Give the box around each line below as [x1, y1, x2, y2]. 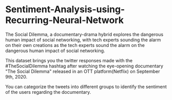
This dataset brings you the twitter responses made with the [5, 57, 132, 63]
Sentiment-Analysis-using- [5, 4, 125, 15]
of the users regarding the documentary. [5, 89, 91, 95]
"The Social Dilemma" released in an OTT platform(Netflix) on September [5, 68, 160, 74]
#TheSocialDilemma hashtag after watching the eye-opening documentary [5, 63, 163, 69]
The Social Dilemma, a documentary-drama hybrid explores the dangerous [5, 31, 163, 37]
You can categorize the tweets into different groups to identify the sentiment [5, 83, 167, 90]
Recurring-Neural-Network [5, 14, 124, 26]
